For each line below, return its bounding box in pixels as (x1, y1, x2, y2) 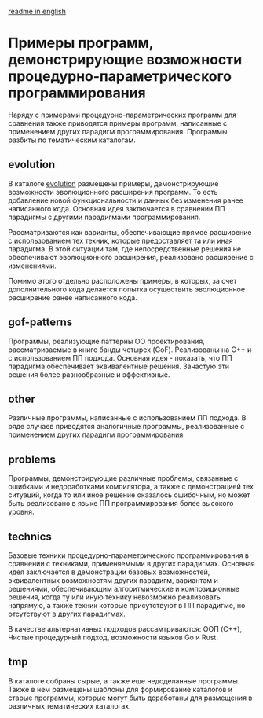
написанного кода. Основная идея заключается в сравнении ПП (8, 203, 225, 213)
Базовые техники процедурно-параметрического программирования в (8, 551, 250, 560)
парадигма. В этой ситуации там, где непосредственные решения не (8, 244, 242, 254)
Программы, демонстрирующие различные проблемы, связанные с (8, 474, 239, 483)
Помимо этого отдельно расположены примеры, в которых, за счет (8, 276, 237, 285)
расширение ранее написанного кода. (8, 292, 137, 302)
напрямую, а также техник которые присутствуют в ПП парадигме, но (8, 601, 246, 610)
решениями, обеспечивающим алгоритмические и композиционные (8, 584, 239, 593)
